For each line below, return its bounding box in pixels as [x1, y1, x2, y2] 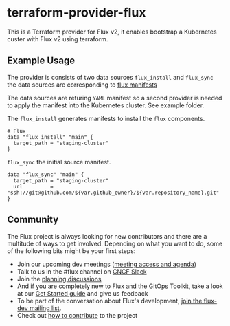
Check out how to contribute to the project [16, 311, 138, 319]
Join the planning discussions [16, 274, 102, 283]
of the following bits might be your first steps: [7, 246, 136, 255]
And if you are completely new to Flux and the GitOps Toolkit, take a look [16, 282, 223, 290]
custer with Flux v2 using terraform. [7, 34, 108, 43]
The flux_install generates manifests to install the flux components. [7, 114, 205, 122]
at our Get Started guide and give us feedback [16, 289, 149, 297]
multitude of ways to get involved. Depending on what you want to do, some [7, 239, 223, 248]
